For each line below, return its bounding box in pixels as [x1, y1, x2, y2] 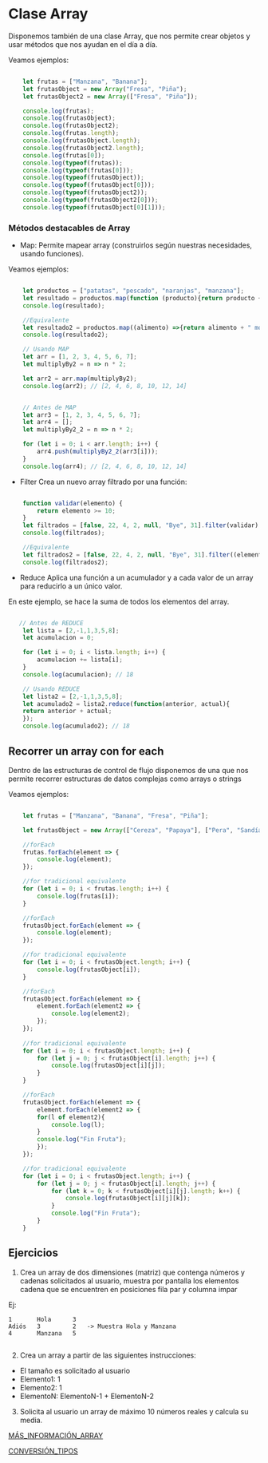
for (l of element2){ [37, 1113, 105, 1121]
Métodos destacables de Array [8, 222, 131, 233]
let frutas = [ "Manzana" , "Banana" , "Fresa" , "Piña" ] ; [22, 811, 209, 819]
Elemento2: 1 [19, 1382, 62, 1392]
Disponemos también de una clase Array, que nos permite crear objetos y [8, 31, 250, 41]
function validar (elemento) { [22, 499, 124, 507]
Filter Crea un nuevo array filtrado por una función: [19, 477, 187, 486]
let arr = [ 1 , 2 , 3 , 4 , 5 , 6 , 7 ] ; [22, 353, 138, 361]
